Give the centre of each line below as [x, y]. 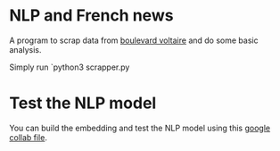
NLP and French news [91, 16]
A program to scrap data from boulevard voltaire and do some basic [134, 40]
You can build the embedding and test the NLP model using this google [140, 128]
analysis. [25, 49]
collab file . [28, 137]
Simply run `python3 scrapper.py [70, 67]
